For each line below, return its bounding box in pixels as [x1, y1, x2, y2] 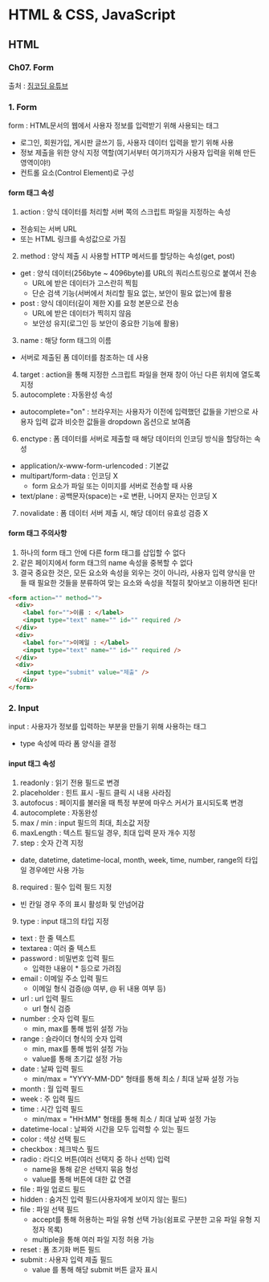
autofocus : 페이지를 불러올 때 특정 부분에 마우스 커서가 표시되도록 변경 [19, 798, 243, 808]
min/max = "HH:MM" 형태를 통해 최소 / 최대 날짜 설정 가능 [31, 1114, 217, 1124]
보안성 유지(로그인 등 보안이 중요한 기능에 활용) [31, 319, 179, 329]
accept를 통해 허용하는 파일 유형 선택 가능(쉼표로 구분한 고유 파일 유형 [31, 1215, 253, 1224]
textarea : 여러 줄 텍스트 [19, 944, 96, 953]
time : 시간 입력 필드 [19, 1104, 84, 1114]
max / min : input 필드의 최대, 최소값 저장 [19, 818, 150, 828]
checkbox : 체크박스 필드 [19, 1145, 100, 1154]
